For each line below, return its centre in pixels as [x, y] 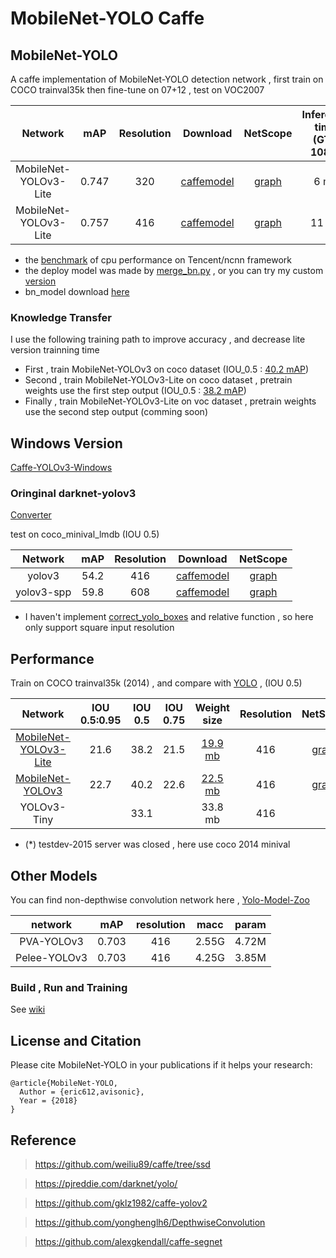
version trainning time [55, 350]
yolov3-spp [43, 592]
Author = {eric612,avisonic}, [82, 1092]
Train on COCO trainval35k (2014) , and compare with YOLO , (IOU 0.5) [156, 683]
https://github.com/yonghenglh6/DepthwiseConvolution [150, 1222]
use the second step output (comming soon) [116, 412]
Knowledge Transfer [61, 317]
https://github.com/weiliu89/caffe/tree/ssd [122, 1164]
